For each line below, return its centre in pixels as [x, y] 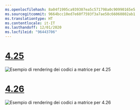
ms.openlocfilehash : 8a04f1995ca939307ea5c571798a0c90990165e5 [70, 9]
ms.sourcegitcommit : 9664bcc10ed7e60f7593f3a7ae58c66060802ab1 [70, 14]
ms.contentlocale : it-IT [30, 23]
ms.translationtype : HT [29, 18]
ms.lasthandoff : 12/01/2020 [33, 28]
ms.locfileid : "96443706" [31, 32]
